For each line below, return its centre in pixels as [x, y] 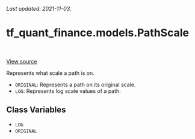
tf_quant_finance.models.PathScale [98, 33]
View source [22, 61]
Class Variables [36, 110]
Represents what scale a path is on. [50, 73]
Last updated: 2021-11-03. [39, 9]
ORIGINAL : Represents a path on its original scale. [75, 84]
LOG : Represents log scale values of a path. [68, 91]
